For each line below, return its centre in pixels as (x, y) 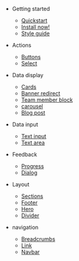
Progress (33, 166)
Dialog (29, 173)
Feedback (25, 154)
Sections (32, 196)
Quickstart (34, 20)
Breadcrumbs (38, 239)
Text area (33, 143)
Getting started (31, 9)
